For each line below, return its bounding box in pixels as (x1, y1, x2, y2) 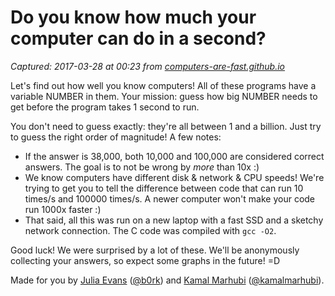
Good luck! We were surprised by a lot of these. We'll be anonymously (10, 244, 300, 256)
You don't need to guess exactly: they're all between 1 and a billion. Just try (10, 120, 322, 132)
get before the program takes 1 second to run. (10, 101, 200, 113)
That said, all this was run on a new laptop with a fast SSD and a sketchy (24, 214, 324, 226)
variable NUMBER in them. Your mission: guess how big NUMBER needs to (10, 90, 318, 102)
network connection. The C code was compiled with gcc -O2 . (24, 224, 277, 236)
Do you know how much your (10, 6, 257, 29)
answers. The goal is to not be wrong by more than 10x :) (24, 161, 260, 173)
